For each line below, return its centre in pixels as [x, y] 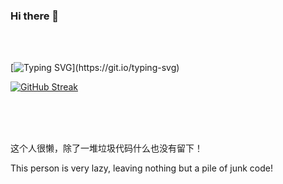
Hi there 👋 [35, 16]
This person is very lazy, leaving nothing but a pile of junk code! [141, 168]
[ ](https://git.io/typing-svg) [95, 68]
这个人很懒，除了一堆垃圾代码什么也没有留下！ [106, 148]
